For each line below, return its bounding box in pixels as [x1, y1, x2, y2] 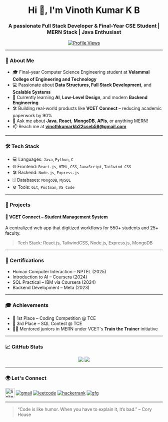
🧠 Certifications [5, 257, 44, 264]
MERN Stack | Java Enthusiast [46, 29, 121, 36]
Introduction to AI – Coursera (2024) [12, 274, 87, 280]
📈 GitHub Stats [5, 343, 43, 350]
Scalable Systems [12, 89, 51, 95]
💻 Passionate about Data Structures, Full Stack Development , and [12, 82, 151, 88]
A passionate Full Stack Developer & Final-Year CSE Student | [8, 23, 160, 30]
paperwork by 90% [12, 112, 52, 118]
